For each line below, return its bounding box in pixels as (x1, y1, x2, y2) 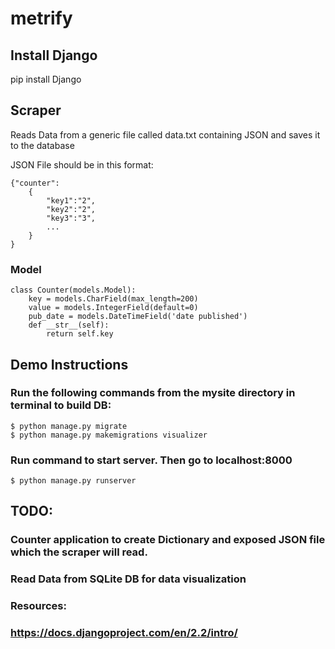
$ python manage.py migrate (10, 421, 128, 431)
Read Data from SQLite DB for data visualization (10, 572, 247, 586)
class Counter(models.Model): (10, 285, 137, 296)
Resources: (10, 599, 67, 613)
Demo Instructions (10, 356, 129, 373)
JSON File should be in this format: (10, 158, 154, 171)
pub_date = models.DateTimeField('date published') (28, 312, 248, 322)
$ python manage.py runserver (10, 476, 137, 486)
